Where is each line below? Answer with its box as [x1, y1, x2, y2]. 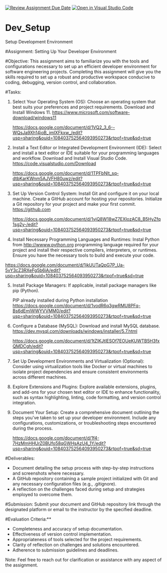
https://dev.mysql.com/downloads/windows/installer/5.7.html [12, 328, 138, 334]
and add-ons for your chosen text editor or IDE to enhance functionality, [12, 389, 161, 395]
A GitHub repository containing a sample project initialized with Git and [12, 475, 158, 482]
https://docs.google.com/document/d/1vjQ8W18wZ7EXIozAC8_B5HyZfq [12, 216, 161, 222]
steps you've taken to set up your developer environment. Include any [12, 415, 156, 421]
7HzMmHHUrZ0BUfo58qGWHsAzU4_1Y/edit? [12, 440, 106, 446]
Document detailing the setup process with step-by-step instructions [12, 465, 155, 471]
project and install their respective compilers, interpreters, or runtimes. [12, 247, 158, 253]
